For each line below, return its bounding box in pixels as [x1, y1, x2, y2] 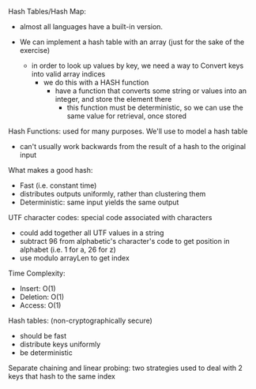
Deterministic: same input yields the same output [19, 197, 179, 207]
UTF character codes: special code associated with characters [8, 213, 213, 222]
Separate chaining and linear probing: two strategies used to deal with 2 [8, 363, 243, 372]
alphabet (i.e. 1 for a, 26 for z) [19, 245, 116, 254]
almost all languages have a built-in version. [19, 22, 164, 31]
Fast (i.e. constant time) [19, 181, 97, 190]
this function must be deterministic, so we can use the [66, 103, 243, 112]
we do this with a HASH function [43, 78, 149, 87]
